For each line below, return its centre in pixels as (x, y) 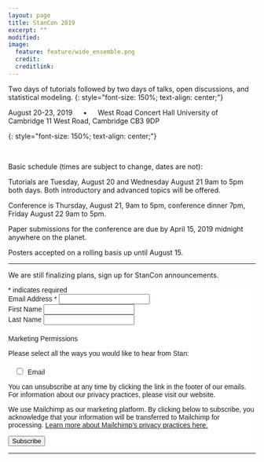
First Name (25, 309)
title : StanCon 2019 (42, 23)
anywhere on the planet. (48, 237)
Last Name (25, 319)
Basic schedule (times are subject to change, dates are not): (105, 167)
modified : (24, 37)
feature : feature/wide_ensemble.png (75, 52)
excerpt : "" (27, 30)
